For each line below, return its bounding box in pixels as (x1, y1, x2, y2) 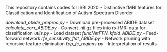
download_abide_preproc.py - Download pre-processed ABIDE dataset (5, 20, 154, 25)
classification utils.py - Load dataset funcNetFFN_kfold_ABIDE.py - (5, 30, 145, 36)
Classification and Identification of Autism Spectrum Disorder (5, 10, 133, 16)
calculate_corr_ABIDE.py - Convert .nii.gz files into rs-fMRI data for (5, 25, 146, 31)
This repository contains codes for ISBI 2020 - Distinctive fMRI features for (5, 5, 162, 10)
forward (5, 35, 22, 41)
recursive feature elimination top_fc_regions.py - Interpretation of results (5, 41, 157, 47)
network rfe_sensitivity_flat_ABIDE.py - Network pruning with (22, 35, 151, 41)
